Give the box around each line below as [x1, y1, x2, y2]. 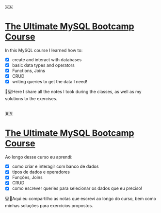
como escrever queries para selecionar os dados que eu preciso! [12, 185, 143, 191]
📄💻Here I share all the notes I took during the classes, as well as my [5, 89, 142, 95]
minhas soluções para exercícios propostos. [5, 202, 93, 208]
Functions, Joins [12, 68, 45, 74]
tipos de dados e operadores [12, 169, 70, 175]
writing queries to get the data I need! [12, 79, 87, 85]
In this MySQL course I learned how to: [5, 47, 83, 53]
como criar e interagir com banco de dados [12, 163, 99, 169]
